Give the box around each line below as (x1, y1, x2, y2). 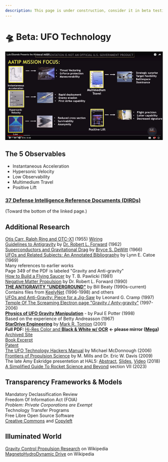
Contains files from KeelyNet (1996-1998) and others (5, 289, 114, 295)
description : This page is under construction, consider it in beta (5, 8, 151, 13)
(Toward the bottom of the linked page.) (5, 208, 87, 214)
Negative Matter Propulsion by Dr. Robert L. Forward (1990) (5, 278, 127, 284)
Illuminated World (5, 432, 62, 441)
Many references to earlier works (5, 262, 74, 268)
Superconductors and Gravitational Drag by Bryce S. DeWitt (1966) (5, 246, 142, 252)
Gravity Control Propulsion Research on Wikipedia (5, 445, 108, 451)
